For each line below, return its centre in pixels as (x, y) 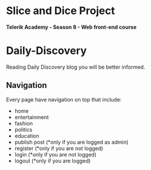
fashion (24, 123)
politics (23, 130)
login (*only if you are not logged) (56, 154)
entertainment (31, 117)
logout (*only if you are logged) (53, 161)
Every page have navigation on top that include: (64, 99)
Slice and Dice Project (61, 11)
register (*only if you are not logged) (59, 148)
